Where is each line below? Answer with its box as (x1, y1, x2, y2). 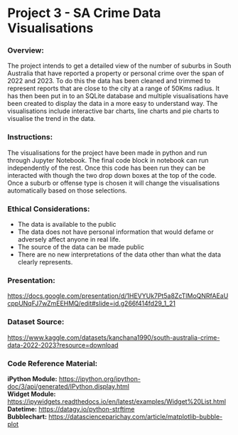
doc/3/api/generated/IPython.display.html (7, 382, 130, 390)
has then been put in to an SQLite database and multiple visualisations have (7, 92, 229, 100)
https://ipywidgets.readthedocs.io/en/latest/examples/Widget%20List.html (7, 397, 226, 406)
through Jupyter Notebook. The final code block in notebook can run (7, 156, 209, 164)
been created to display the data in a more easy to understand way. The (7, 100, 218, 108)
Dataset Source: (7, 317, 65, 327)
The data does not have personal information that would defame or (17, 227, 215, 236)
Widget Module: (7, 390, 56, 398)
